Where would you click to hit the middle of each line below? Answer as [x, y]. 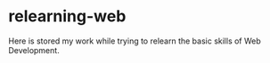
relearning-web [67, 16]
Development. [34, 50]
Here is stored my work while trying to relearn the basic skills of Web [135, 41]
